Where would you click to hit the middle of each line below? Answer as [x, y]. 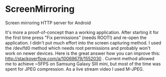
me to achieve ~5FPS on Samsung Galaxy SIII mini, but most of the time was [83, 64]
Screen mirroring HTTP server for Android [48, 23]
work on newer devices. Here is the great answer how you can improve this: [83, 53]
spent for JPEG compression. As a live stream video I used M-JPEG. [75, 69]
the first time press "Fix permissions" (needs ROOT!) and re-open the [76, 38]
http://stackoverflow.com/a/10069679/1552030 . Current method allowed [80, 58]
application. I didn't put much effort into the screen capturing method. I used [83, 42]
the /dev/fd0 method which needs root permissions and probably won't [78, 48]
